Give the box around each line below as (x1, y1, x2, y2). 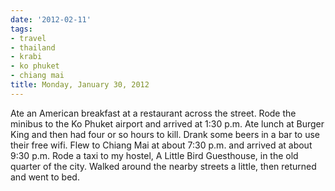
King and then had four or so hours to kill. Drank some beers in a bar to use (10, 128, 321, 140)
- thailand (10, 42, 56, 53)
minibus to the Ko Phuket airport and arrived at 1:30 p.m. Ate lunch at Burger (10, 117, 325, 130)
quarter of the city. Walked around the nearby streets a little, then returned (10, 160, 317, 172)
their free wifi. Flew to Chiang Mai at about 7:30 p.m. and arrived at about (10, 139, 313, 151)
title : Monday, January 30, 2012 (10, 80, 150, 90)
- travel (10, 33, 47, 43)
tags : (10, 24, 33, 34)
